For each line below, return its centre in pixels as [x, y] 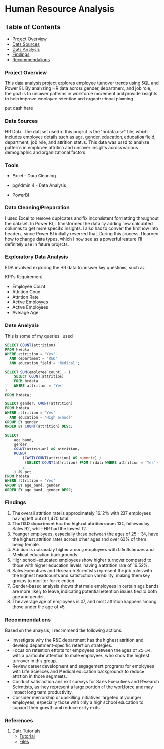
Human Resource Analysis [60, 9]
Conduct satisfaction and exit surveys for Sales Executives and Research [85, 681]
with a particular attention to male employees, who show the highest [81, 655]
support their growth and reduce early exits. [56, 707]
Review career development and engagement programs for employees [83, 666]
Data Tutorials [26, 731]
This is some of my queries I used [39, 336]
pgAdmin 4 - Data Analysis [39, 185]
